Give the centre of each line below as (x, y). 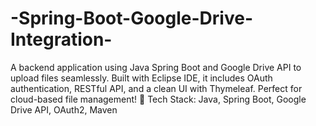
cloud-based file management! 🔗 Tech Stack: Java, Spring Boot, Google (158, 99)
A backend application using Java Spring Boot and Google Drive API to (156, 67)
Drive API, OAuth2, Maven (64, 109)
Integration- (61, 39)
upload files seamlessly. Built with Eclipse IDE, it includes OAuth (141, 78)
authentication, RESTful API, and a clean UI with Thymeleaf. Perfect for (156, 88)
